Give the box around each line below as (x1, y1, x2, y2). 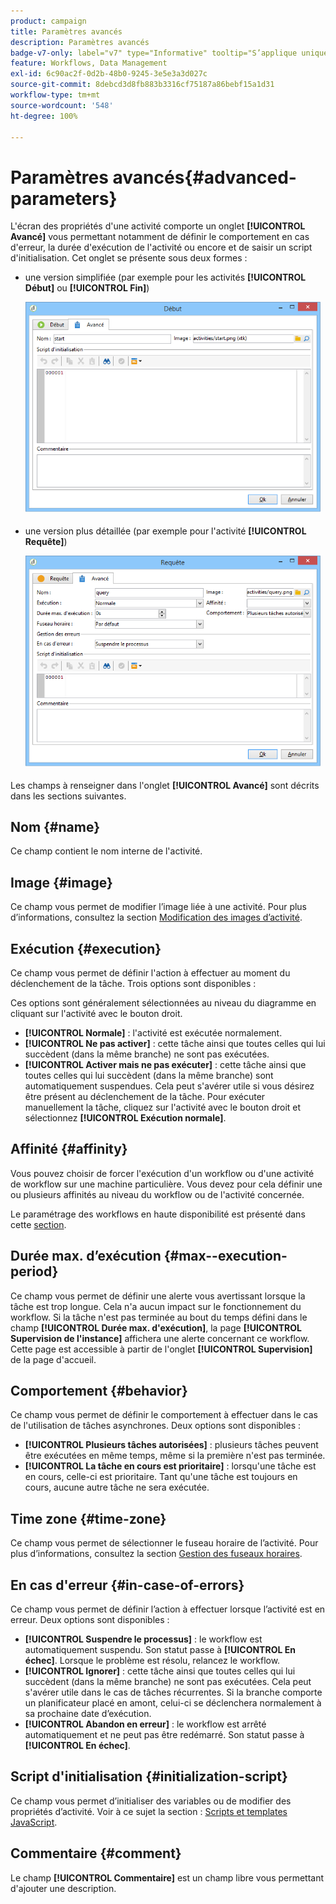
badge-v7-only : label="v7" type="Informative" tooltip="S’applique (10, 48, 298, 58)
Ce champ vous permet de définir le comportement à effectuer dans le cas (10, 1409, 318, 1421)
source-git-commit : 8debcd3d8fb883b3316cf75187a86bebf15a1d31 (10, 80, 275, 90)
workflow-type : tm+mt (10, 90, 101, 100)
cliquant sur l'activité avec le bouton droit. (10, 1007, 183, 1019)
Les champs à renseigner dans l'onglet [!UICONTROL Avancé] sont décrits (10, 779, 320, 791)
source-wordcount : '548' (10, 100, 114, 110)
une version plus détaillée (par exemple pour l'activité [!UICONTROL (24, 525, 307, 537)
